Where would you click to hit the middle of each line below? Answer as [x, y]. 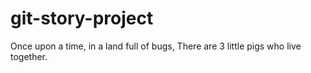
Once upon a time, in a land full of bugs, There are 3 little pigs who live [156, 46]
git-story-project [82, 18]
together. [29, 56]
